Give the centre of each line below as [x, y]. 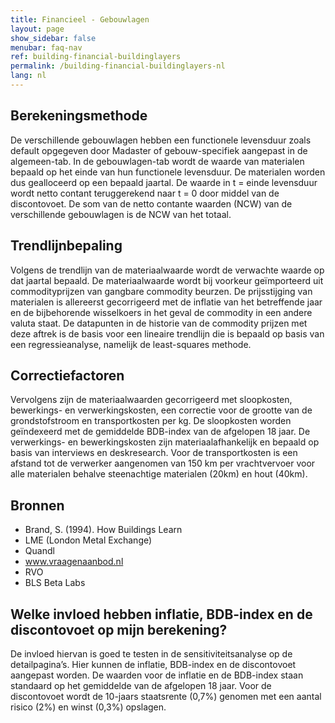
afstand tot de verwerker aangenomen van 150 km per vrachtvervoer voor [163, 463]
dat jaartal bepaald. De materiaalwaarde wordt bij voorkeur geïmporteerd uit [167, 280]
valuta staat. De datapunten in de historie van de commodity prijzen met [159, 323]
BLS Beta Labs [55, 583]
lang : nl [28, 76]
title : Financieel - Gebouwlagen [80, 19]
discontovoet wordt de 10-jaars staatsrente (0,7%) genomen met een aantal [166, 696]
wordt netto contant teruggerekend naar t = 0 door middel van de [145, 193]
